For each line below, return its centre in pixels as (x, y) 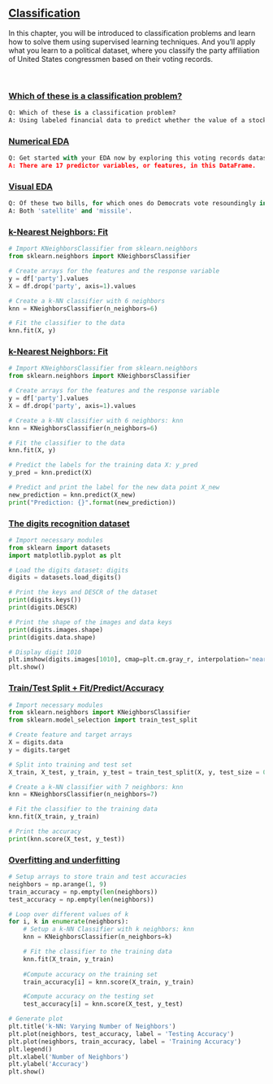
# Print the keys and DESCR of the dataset (83, 592)
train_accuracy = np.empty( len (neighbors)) (83, 892)
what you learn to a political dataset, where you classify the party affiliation (134, 50)
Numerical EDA (39, 141)
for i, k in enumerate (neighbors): (69, 922)
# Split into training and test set (70, 765)
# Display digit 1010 (45, 652)
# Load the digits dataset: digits (69, 570)
